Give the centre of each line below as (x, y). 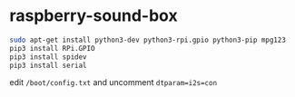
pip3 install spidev (49, 57)
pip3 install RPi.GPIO (52, 48)
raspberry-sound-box (94, 16)
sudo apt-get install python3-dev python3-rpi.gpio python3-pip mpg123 (147, 40)
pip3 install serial (49, 65)
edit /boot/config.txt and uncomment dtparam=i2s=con (113, 82)
